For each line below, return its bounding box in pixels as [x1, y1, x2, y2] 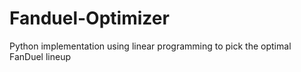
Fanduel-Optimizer [9, 7, 170, 30]
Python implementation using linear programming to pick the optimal [9, 40, 292, 52]
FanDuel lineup [9, 50, 71, 62]
